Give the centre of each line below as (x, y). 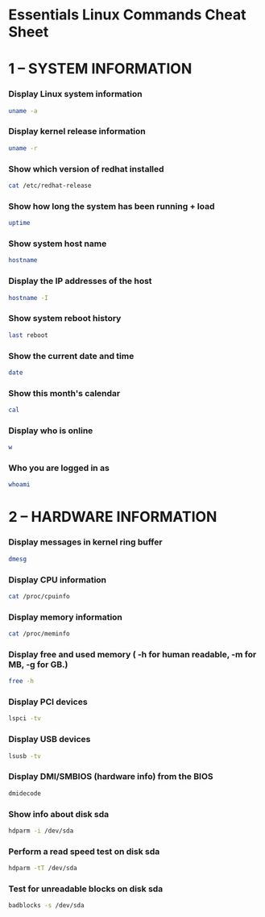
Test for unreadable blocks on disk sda (86, 889)
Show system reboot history (65, 319)
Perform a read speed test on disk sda (84, 851)
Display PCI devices (48, 702)
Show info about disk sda (59, 814)
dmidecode (25, 793)
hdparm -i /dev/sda (41, 831)
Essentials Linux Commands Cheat (127, 15)
